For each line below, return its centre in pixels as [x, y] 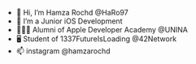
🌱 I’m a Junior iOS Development [69, 21]
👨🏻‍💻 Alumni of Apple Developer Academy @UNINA [102, 30]
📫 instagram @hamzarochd [63, 51]
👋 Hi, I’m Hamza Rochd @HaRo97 [72, 13]
